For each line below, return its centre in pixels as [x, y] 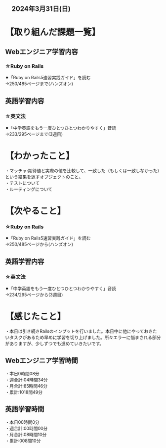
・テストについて [22, 183]
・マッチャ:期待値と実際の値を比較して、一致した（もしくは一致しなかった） [82, 170]
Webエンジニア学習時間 [41, 361]
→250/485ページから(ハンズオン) [39, 245]
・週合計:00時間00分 [26, 428]
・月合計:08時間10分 [26, 434]
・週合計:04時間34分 [26, 380]
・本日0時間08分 [22, 373]
